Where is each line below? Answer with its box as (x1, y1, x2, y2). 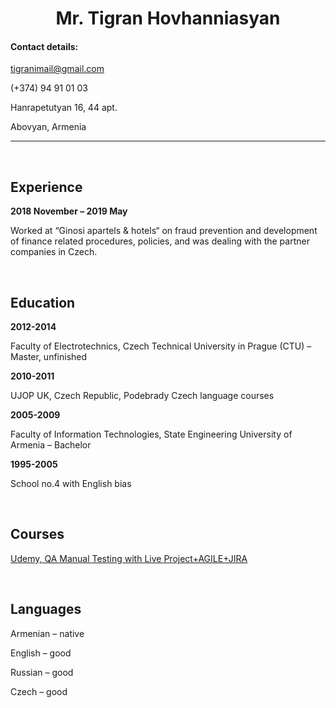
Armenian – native (10, 627, 85, 639)
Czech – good (10, 685, 68, 697)
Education (10, 294, 76, 311)
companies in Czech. (10, 246, 98, 258)
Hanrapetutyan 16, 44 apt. (10, 102, 118, 114)
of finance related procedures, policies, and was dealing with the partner (10, 235, 310, 247)
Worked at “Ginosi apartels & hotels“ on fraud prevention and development (10, 225, 318, 237)
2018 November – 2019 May (10, 205, 128, 217)
